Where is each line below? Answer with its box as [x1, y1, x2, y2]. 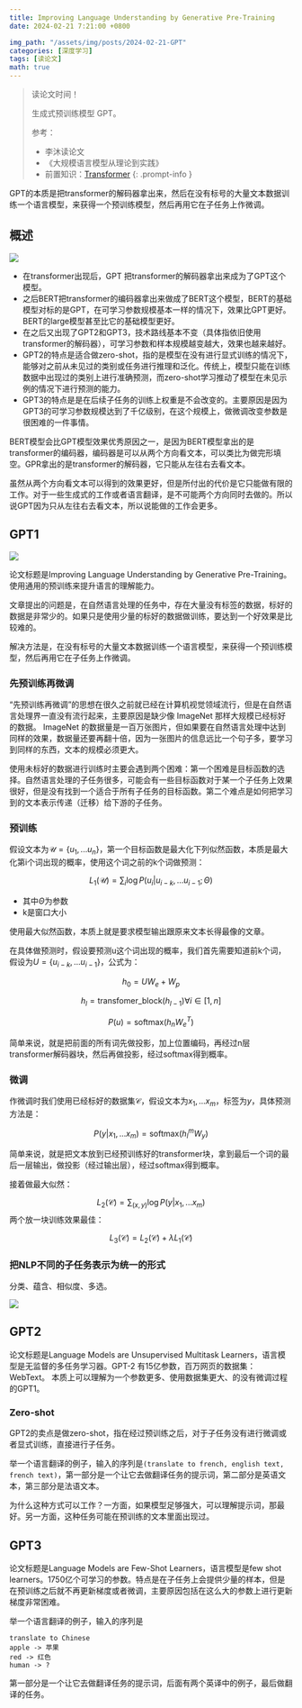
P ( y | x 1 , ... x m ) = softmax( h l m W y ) [93, 1126, 209, 1140]
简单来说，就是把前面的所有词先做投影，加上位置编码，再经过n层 [9, 1037, 251, 1048]
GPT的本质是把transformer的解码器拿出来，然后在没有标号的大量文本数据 [9, 188, 282, 198]
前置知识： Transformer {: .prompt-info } [44, 168, 193, 179]
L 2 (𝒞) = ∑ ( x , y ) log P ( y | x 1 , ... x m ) [96, 1197, 206, 1210]
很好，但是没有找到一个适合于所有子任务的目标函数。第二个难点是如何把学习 [9, 786, 293, 796]
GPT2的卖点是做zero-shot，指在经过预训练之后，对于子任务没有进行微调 [9, 1428, 280, 1439]
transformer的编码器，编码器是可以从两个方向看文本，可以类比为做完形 [9, 447, 274, 458]
